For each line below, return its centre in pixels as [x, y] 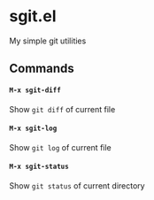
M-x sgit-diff [35, 90]
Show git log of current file [61, 147]
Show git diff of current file [62, 109]
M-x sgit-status [39, 167]
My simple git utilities [48, 41]
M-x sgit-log [33, 129]
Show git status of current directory [77, 185]
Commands [42, 69]
